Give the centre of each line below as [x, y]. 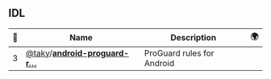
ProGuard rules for [179, 53]
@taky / [39, 53]
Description [193, 38]
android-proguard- [90, 53]
